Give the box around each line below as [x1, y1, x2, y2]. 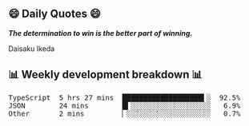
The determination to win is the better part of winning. [8, 28, 193, 37]
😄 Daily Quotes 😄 [8, 7, 102, 21]
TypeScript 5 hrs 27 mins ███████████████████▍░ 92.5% [8, 93, 241, 102]
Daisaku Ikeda [8, 44, 55, 53]
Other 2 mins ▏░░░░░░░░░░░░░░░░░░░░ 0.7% [8, 108, 241, 118]
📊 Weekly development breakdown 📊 [8, 68, 203, 81]
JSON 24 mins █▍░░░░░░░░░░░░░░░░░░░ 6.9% [8, 100, 241, 110]
